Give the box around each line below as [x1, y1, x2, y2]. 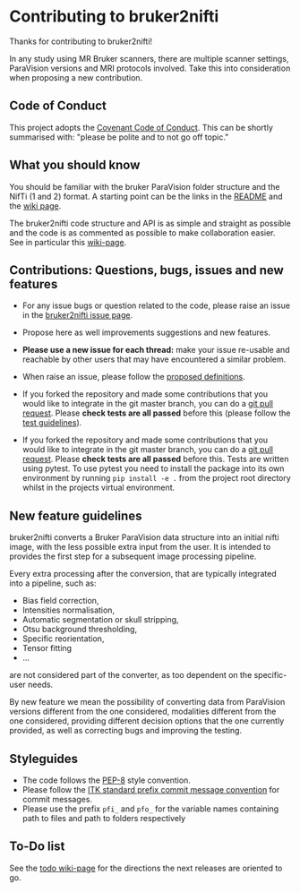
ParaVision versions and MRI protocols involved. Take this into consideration [9, 63, 291, 73]
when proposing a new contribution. [9, 72, 143, 82]
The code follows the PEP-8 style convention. [21, 775, 191, 785]
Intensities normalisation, [21, 605, 115, 615]
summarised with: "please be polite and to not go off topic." [9, 132, 229, 142]
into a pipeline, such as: [9, 578, 97, 588]
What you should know [9, 158, 141, 173]
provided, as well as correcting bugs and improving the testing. [9, 725, 243, 736]
